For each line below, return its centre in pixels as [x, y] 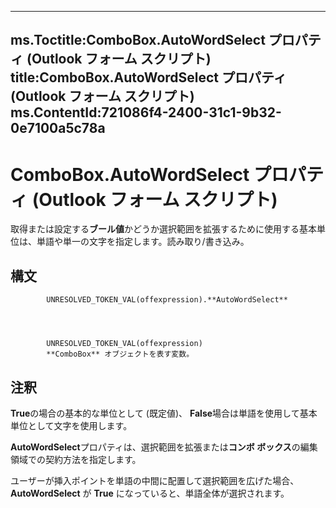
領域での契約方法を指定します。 [76, 459]
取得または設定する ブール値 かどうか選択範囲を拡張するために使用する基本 [163, 229]
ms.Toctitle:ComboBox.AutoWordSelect [138, 40]
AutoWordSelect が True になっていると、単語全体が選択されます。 [150, 493]
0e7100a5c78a [58, 128]
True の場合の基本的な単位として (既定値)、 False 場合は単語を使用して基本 [164, 413]
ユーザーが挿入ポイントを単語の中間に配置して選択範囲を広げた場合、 [155, 480]
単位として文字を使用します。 [71, 425]
